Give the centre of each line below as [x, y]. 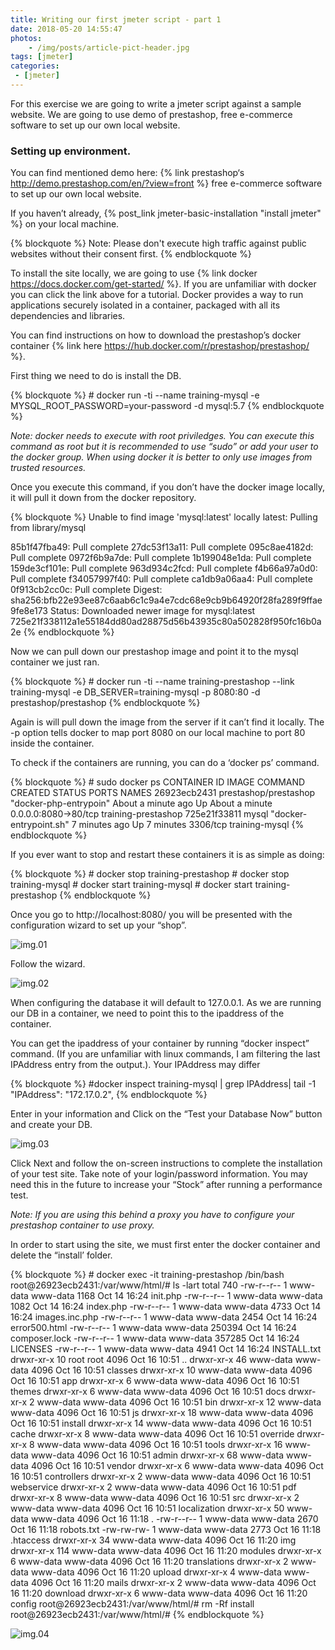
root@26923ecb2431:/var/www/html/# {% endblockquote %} [137, 1615]
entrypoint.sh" [40, 825]
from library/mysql [48, 528]
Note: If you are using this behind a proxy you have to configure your [152, 1215]
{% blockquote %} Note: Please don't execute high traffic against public [158, 243]
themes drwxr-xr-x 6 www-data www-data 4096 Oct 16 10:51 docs [148, 1392]
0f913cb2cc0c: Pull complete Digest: [86, 590]
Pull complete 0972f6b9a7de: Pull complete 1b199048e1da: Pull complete [161, 558]
